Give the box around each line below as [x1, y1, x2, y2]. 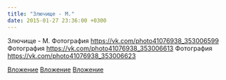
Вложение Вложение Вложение [7, 65, 104, 74]
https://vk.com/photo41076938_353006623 [7, 51, 136, 60]
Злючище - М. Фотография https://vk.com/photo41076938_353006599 [7, 36, 220, 45]
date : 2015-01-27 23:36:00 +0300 [7, 17, 107, 24]
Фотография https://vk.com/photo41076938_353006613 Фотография [7, 44, 212, 52]
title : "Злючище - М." [7, 10, 75, 18]
